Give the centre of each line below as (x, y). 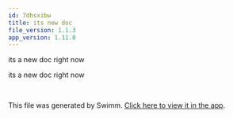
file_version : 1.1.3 (42, 30)
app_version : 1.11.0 (42, 37)
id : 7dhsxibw (30, 15)
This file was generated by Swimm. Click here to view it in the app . (117, 105)
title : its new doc (40, 23)
